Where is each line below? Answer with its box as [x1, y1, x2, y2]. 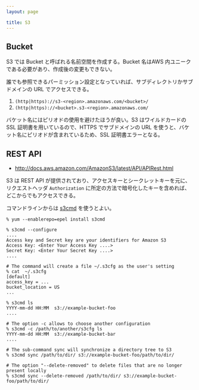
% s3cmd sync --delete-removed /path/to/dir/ [6, 373, 121, 379]
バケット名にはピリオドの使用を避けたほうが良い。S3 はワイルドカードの [6, 116, 186, 123]
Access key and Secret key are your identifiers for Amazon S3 [6, 237, 167, 243]
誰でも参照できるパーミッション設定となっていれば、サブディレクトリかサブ [6, 78, 194, 85]
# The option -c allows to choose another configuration [6, 321, 151, 327]
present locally [6, 368, 46, 374]
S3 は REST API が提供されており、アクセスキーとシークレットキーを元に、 [6, 177, 191, 184]
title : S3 [6, 19, 31, 26]
